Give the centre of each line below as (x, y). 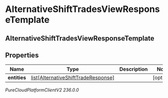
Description (133, 69)
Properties (22, 55)
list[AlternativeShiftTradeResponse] (73, 77)
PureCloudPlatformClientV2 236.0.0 (42, 90)
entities (17, 77)
